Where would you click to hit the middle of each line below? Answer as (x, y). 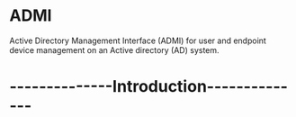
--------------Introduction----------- (148, 87)
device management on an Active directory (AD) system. (114, 49)
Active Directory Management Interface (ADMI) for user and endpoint (138, 40)
